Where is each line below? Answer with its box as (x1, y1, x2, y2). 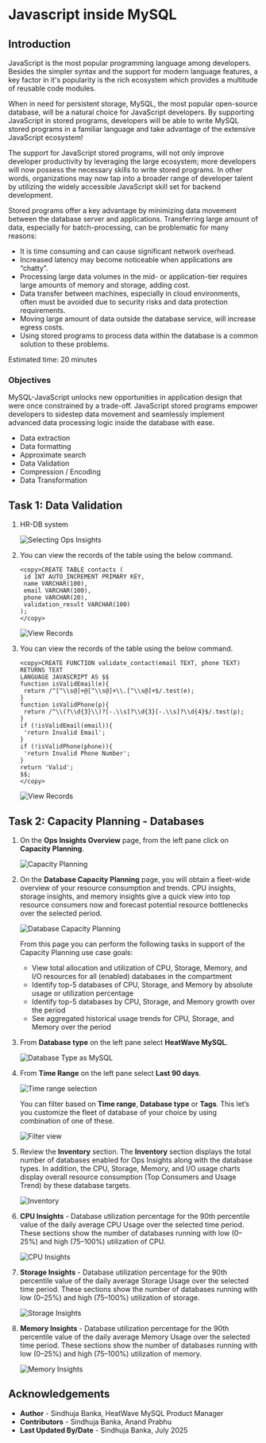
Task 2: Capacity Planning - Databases (8, 814, 205, 828)
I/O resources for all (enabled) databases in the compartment (31, 971, 233, 981)
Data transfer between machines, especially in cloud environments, (19, 288, 241, 298)
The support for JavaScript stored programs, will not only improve (8, 149, 225, 157)
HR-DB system (19, 520, 69, 529)
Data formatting (19, 442, 71, 451)
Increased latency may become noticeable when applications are (19, 255, 233, 264)
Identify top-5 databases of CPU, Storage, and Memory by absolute (31, 980, 253, 989)
